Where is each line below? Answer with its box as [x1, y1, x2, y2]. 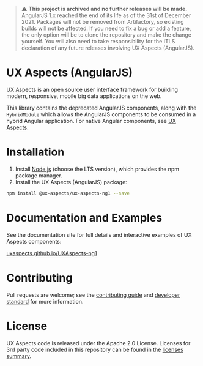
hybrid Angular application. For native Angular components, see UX [6, 117, 176, 124]
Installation [6, 145, 65, 159]
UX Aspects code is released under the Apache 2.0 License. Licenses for [6, 339, 191, 346]
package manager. [15, 171, 63, 179]
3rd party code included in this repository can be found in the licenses [6, 346, 183, 353]
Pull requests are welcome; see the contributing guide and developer [6, 291, 180, 299]
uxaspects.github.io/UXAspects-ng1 [6, 249, 97, 256]
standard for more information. [6, 297, 84, 305]
